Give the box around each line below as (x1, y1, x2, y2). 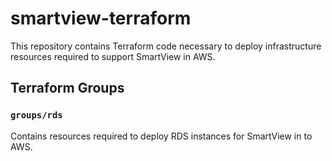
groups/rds (10, 110, 63, 121)
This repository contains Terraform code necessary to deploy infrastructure (10, 40, 322, 52)
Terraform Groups (10, 80, 125, 97)
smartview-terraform (10, 7, 192, 30)
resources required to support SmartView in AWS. (10, 50, 216, 62)
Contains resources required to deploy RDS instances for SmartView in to (10, 130, 313, 142)
